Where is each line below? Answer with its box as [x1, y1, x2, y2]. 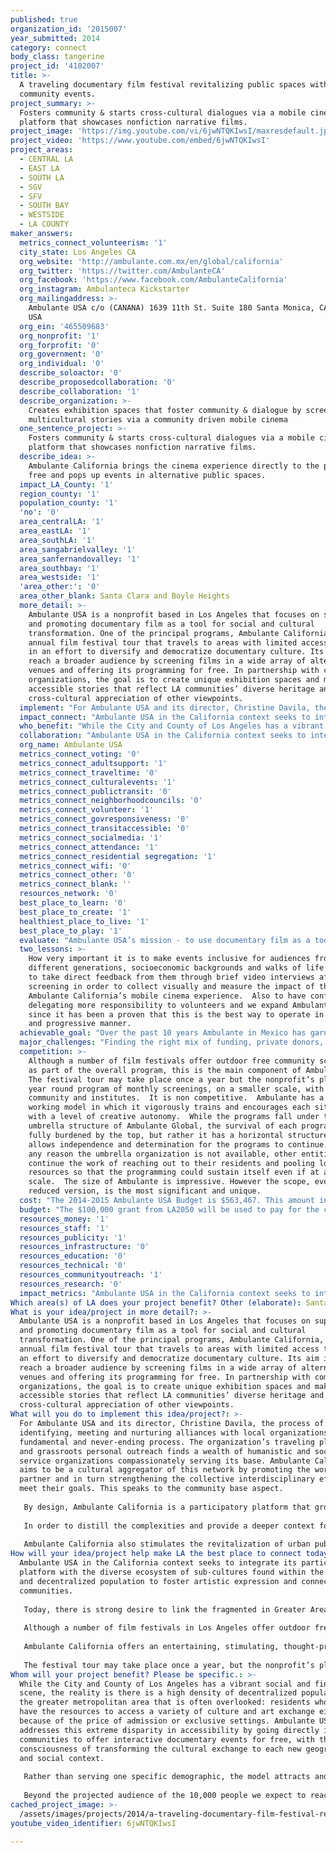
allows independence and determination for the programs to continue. [28, 1139, 329, 1150]
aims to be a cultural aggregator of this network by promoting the [19, 1465, 311, 1475]
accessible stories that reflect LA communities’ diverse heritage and [19, 1391, 325, 1401]
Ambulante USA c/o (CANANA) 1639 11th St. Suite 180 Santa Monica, [28, 303, 315, 313]
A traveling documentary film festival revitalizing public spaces [19, 80, 307, 90]
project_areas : [10, 145, 74, 155]
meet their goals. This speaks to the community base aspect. [19, 1484, 284, 1494]
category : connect [10, 42, 87, 53]
